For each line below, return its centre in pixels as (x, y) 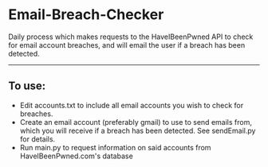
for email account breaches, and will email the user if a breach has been (127, 45)
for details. (37, 139)
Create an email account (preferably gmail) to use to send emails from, (136, 122)
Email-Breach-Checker (86, 15)
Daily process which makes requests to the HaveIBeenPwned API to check (131, 37)
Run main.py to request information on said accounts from (115, 147)
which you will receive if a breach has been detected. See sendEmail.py (138, 130)
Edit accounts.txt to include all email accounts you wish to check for (132, 105)
